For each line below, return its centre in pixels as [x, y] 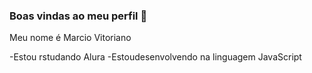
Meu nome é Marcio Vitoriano [70, 38]
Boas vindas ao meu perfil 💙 [78, 16]
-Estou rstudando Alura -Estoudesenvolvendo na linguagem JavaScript [155, 57]
